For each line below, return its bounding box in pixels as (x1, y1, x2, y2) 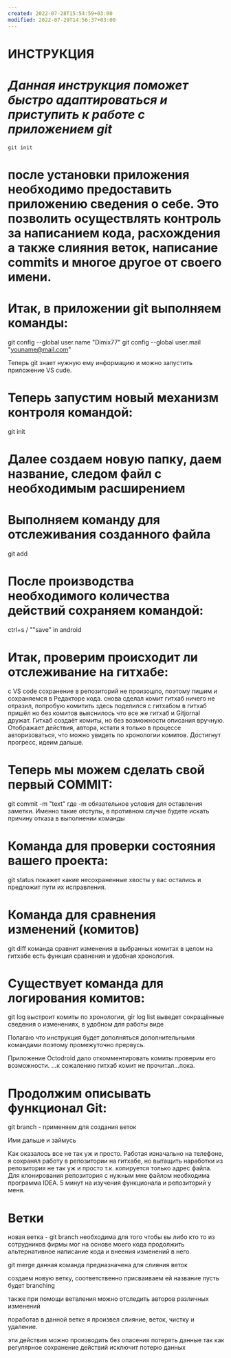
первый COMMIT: (8, 776, 113, 792)
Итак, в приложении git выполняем (8, 300, 222, 316)
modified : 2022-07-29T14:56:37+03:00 (8, 17, 116, 23)
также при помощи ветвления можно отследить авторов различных (8, 1295, 209, 1303)
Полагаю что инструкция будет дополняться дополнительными (8, 1033, 195, 1042)
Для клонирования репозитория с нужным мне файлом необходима (8, 1172, 210, 1180)
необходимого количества (8, 589, 170, 604)
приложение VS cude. (8, 366, 72, 374)
